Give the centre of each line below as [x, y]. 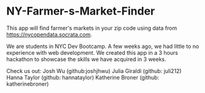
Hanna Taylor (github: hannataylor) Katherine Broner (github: [83, 77]
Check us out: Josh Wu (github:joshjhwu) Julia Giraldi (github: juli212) [94, 71]
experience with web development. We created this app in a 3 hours [92, 52]
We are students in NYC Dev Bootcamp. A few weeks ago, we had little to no [103, 46]
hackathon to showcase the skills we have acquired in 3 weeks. [86, 59]
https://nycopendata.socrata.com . [49, 34]
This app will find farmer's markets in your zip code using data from [92, 28]
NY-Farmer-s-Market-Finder [80, 11]
